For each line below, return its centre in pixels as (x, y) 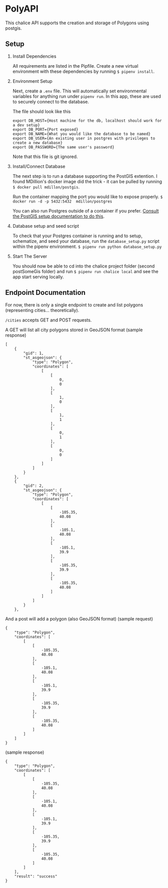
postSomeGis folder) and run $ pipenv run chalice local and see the (86, 271)
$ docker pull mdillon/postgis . (46, 187)
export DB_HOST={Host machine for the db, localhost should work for (87, 121)
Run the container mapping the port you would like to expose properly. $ (88, 196)
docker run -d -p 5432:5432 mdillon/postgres (62, 201)
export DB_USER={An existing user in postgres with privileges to (84, 138)
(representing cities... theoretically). (42, 310)
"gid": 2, (34, 486)
